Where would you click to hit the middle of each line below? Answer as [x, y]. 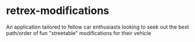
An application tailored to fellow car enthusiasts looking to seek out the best [97, 27]
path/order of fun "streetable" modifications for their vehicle [78, 33]
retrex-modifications [58, 11]
